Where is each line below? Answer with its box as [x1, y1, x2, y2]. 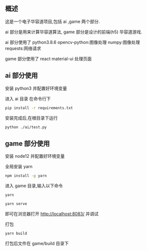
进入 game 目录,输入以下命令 [5, 183, 63, 189]
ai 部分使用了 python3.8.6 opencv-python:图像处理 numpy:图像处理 [5, 39, 140, 45]
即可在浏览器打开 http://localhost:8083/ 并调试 [5, 210, 99, 216]
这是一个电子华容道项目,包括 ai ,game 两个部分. [5, 19, 100, 24]
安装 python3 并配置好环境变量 [5, 85, 67, 91]
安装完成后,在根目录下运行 [5, 115, 58, 121]
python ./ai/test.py [5, 125, 47, 129]
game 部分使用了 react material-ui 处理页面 [5, 56, 92, 62]
